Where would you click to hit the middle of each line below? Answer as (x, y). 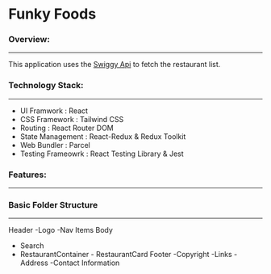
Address (34, 263)
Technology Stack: (46, 86)
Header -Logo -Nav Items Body (60, 230)
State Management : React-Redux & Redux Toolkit (103, 136)
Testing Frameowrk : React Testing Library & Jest (102, 154)
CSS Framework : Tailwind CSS (72, 119)
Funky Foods (52, 14)
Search (32, 246)
